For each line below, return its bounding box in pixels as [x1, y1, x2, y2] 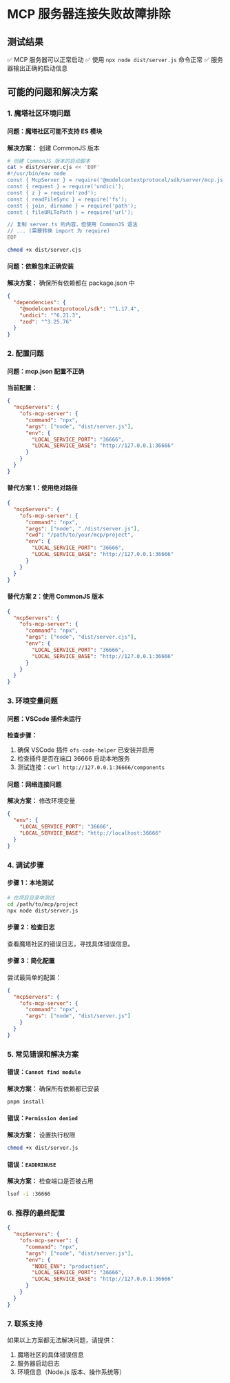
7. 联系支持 [7, 1319, 43, 1329]
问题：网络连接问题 [7, 780, 62, 788]
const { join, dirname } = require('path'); [7, 202, 137, 209]
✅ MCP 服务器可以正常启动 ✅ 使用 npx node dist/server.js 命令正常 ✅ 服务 [7, 56, 224, 63]
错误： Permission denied [7, 1114, 78, 1122]
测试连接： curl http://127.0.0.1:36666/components [17, 763, 165, 771]
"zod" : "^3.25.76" [19, 318, 72, 325]
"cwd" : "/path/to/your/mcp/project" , [25, 532, 134, 539]
